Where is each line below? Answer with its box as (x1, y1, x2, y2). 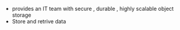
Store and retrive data (11, 18, 66, 25)
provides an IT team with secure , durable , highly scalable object (11, 5, 174, 12)
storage (11, 11, 31, 19)
